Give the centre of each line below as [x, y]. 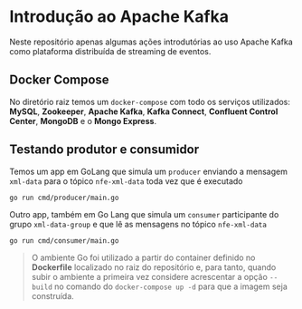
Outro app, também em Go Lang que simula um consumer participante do [144, 214]
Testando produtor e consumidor [104, 150]
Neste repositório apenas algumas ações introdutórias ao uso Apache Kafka [151, 42]
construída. [52, 295]
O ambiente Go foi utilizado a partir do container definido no [143, 257]
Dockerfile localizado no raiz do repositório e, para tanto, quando [154, 267]
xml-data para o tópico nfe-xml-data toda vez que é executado [126, 181]
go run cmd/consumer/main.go [64, 241]
